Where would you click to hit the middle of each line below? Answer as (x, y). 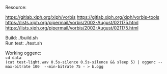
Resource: (16, 7)
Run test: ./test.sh (24, 43)
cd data (13, 58)
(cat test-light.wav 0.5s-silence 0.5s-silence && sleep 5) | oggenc (81, 62)
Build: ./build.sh (22, 38)
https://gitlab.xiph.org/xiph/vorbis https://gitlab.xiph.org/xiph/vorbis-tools (82, 17)
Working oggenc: (23, 53)
